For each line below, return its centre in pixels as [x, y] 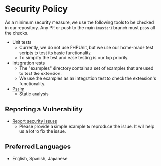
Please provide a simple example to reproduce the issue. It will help [87, 126]
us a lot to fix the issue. [43, 131]
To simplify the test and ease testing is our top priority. [74, 57]
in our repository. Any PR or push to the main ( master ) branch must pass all [80, 27]
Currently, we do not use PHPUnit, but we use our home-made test [86, 47]
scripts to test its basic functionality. [56, 53]
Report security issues [35, 121]
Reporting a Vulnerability [44, 109]
